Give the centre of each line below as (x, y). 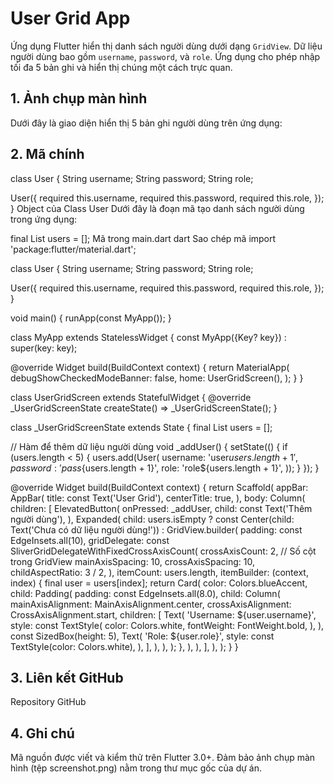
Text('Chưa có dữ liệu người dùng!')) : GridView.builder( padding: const (156, 529)
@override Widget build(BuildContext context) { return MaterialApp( (150, 367)
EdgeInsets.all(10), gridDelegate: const (90, 540)
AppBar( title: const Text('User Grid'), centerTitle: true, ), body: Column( (158, 498)
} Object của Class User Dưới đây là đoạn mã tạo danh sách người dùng (157, 208)
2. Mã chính (47, 154)
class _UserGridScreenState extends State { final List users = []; (141, 427)
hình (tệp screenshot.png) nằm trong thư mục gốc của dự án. (136, 768)
